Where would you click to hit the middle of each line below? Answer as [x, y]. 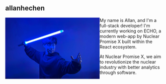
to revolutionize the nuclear [128, 61]
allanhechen [25, 8]
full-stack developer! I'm [125, 25]
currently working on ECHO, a [131, 31]
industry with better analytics [130, 67]
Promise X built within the [126, 41]
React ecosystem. [118, 46]
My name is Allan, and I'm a [128, 20]
